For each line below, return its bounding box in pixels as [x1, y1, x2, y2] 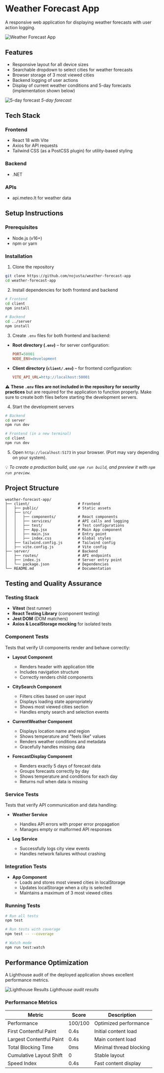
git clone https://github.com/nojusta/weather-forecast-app [5, 274, 131, 278]
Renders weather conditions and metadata [19, 738, 106, 744]
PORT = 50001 [12, 352, 35, 357]
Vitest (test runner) [12, 605, 52, 611]
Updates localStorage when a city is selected [19, 885, 112, 891]
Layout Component [12, 654, 53, 660]
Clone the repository [12, 264, 54, 270]
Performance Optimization [5, 959, 89, 967]
